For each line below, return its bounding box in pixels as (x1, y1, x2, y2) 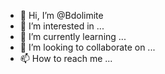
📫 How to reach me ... (19, 53, 113, 64)
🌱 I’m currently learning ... (19, 31, 127, 42)
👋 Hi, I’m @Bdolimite (19, 10, 104, 21)
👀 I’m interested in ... (19, 20, 105, 32)
